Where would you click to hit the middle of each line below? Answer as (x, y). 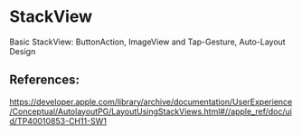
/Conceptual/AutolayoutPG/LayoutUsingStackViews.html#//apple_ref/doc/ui (151, 111)
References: (44, 80)
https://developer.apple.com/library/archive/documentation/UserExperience (151, 101)
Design (23, 51)
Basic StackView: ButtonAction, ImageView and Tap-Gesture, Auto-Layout (148, 42)
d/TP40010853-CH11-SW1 (58, 121)
